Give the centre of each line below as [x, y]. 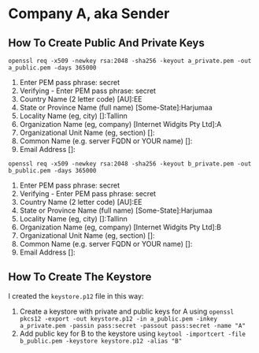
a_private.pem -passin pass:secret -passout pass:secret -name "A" [132, 325]
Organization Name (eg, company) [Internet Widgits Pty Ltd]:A [120, 124]
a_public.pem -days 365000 [52, 68]
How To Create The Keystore [80, 277]
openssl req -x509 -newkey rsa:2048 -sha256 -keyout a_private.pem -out [130, 61]
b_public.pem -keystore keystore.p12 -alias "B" [101, 341]
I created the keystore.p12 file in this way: [76, 295]
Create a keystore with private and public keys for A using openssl [127, 311]
